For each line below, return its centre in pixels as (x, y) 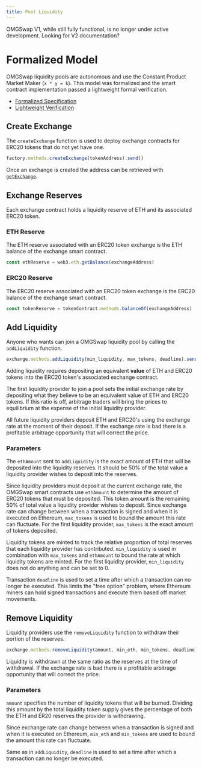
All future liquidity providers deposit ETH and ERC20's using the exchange (98, 420)
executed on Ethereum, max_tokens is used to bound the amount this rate (96, 518)
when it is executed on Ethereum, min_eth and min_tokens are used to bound (101, 734)
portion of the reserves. (35, 639)
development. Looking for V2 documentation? (63, 35)
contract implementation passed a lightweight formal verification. (87, 89)
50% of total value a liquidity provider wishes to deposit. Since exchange (96, 505)
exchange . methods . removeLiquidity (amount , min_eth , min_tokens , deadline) (102, 650)
